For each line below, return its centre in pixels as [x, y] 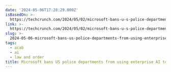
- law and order [27, 57]
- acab [17, 48]
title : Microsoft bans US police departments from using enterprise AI [83, 62]
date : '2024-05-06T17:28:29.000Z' [42, 10]
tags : [11, 43]
